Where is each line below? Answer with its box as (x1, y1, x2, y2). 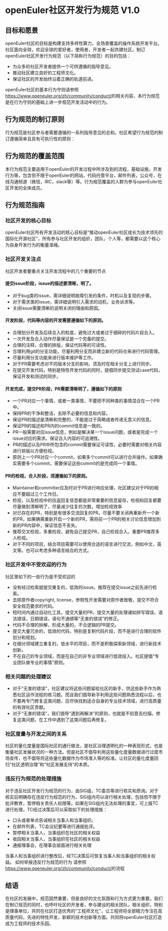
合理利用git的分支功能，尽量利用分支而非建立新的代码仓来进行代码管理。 (12, 349, 162, 355)
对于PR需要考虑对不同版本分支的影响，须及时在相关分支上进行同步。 (12, 361, 154, 367)
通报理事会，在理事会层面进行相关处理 (12, 842, 91, 848)
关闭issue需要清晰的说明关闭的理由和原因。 (12, 305, 102, 311)
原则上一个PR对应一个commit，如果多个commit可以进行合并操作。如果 (12, 454, 158, 460)
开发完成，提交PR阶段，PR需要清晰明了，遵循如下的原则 (5, 386, 122, 392)
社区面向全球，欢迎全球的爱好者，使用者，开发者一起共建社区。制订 (5, 47, 145, 53)
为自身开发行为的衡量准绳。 (5, 242, 62, 248)
